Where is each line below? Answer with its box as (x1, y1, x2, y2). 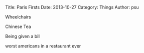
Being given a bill (5, 33, 41, 39)
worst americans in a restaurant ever (5, 43, 81, 49)
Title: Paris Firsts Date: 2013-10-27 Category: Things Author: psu (5, 4, 139, 10)
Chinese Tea (5, 23, 31, 29)
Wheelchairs (5, 14, 31, 19)
